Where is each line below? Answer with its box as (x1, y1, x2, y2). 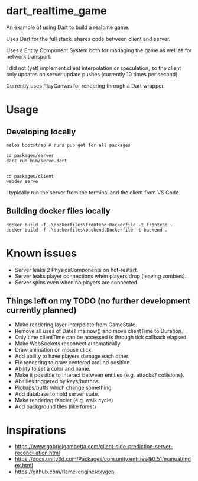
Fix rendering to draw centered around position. (14, 358, 132, 365)
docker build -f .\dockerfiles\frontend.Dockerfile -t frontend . (6, 222, 173, 227)
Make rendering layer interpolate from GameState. (14, 321, 137, 328)
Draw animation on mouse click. (14, 346, 93, 353)
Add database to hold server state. (14, 390, 99, 397)
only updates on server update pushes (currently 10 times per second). (6, 70, 179, 78)
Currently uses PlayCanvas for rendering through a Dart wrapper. (6, 82, 165, 89)
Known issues (6, 246, 77, 260)
